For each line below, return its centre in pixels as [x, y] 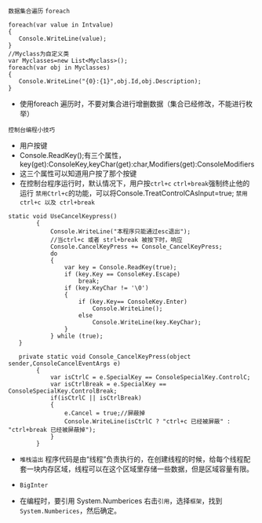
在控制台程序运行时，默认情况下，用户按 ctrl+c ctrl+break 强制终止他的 [135, 183]
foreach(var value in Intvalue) [61, 25]
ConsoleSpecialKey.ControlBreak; [63, 391]
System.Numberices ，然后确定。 [70, 510]
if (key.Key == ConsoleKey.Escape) [122, 274]
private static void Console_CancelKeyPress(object [105, 357]
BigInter [34, 485]
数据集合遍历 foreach [39, 11]
